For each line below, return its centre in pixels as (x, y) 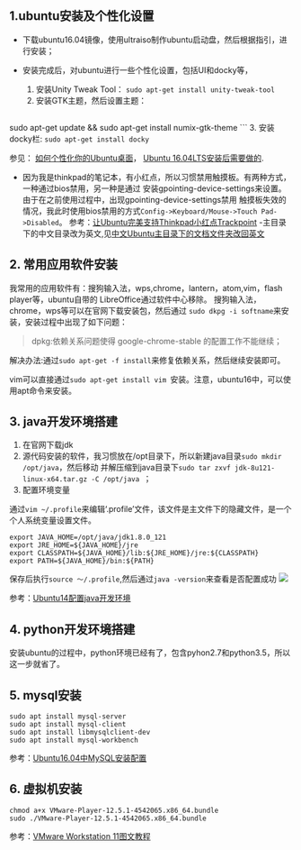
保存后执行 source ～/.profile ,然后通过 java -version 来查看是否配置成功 (143, 579)
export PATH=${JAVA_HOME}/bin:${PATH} (82, 562)
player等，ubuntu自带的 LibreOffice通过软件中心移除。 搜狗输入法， (135, 299)
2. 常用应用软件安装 (64, 265)
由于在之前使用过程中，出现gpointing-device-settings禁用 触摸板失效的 (154, 199)
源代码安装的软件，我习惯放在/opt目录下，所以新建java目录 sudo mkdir (152, 456)
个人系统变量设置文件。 (53, 520)
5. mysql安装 (46, 695)
